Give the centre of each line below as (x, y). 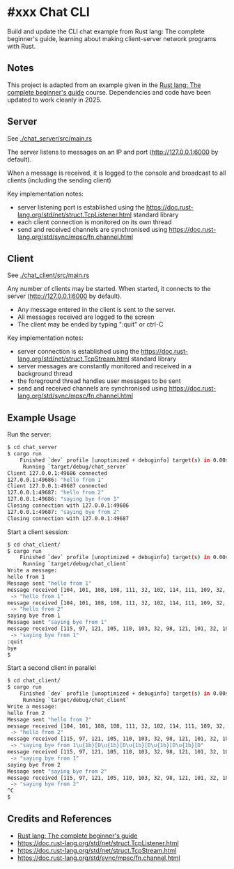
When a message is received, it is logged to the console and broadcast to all (117, 173)
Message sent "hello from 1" (49, 583)
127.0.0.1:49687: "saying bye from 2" (63, 512)
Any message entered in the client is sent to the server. (96, 310)
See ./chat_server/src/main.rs (50, 138)
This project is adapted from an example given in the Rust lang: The (104, 85)
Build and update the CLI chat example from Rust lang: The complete (106, 31)
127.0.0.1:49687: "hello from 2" (56, 493)
